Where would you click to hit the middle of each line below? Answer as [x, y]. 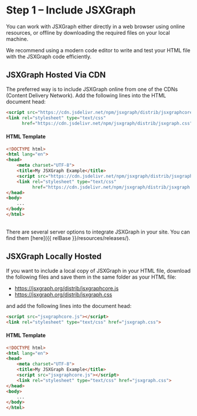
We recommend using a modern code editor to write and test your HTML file [98, 50]
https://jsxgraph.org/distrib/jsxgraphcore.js [67, 288]
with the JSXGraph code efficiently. [49, 56]
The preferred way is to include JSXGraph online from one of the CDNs [92, 89]
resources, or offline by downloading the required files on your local [88, 32]
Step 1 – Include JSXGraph [71, 10]
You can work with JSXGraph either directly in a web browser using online [96, 26]
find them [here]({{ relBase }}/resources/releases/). [68, 238]
